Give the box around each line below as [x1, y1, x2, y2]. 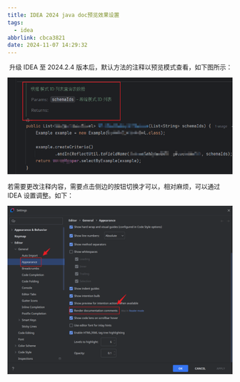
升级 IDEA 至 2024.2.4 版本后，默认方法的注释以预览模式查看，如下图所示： [9, 63, 233, 71]
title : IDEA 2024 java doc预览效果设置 [7, 11, 120, 19]
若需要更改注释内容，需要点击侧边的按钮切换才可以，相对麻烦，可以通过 [7, 182, 220, 191]
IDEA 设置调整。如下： [7, 191, 74, 200]
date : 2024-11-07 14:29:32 [7, 41, 88, 49]
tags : [7, 19, 24, 26]
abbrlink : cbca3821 [7, 34, 66, 41]
